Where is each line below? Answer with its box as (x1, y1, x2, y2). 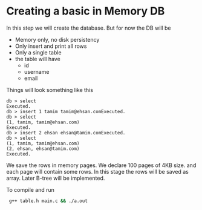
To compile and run (6, 186, 54, 193)
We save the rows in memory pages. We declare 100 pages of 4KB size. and (6, 162, 197, 169)
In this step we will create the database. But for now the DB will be (6, 24, 171, 31)
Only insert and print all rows (15, 42, 87, 50)
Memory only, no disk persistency (15, 36, 100, 43)
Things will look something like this (6, 86, 94, 93)
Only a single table (15, 48, 62, 56)
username (24, 68, 50, 75)
